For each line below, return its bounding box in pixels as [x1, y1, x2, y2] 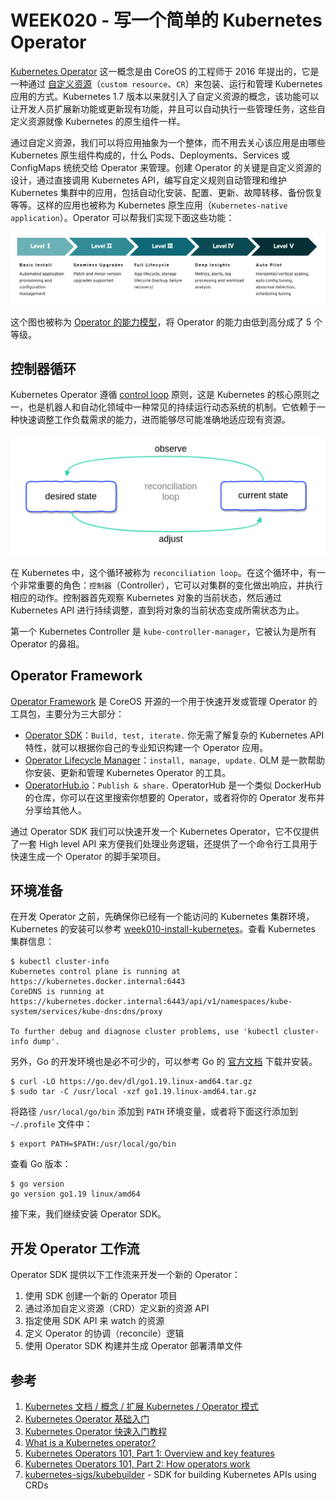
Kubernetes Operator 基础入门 [24, 1413, 150, 1425]
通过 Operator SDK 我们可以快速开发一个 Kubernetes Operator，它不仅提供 [10, 825, 320, 837]
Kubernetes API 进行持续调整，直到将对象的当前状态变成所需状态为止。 [10, 604, 305, 616]
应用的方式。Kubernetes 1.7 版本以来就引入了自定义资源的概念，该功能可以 [10, 90, 320, 102]
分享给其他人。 [24, 804, 87, 816]
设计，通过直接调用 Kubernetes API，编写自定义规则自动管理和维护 [10, 174, 288, 186]
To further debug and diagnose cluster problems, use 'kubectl [10, 1027, 280, 1037]
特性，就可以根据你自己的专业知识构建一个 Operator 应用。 [24, 741, 269, 753]
